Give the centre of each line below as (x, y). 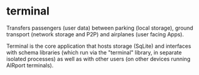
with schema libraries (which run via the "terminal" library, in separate (94, 52)
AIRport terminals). (30, 65)
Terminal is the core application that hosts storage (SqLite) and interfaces (99, 46)
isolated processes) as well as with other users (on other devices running (98, 59)
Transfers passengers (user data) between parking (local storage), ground (100, 28)
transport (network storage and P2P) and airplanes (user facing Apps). (95, 34)
